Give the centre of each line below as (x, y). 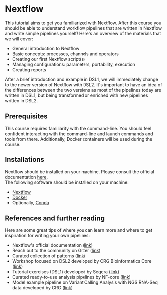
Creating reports (29, 70)
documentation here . (27, 177)
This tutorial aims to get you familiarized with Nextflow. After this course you (83, 23)
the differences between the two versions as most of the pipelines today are (83, 90)
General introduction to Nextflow (46, 48)
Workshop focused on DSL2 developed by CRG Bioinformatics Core (82, 261)
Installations (25, 160)
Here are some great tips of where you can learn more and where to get (79, 230)
